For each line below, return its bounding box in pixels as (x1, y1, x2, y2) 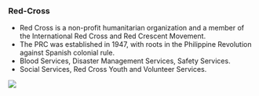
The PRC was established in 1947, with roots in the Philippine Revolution (19, 40, 252, 49)
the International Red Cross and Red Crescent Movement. (19, 31, 206, 41)
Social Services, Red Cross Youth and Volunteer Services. (19, 65, 207, 74)
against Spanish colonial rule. (19, 48, 115, 58)
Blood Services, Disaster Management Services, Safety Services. (19, 56, 231, 66)
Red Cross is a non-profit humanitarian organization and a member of (19, 23, 245, 33)
